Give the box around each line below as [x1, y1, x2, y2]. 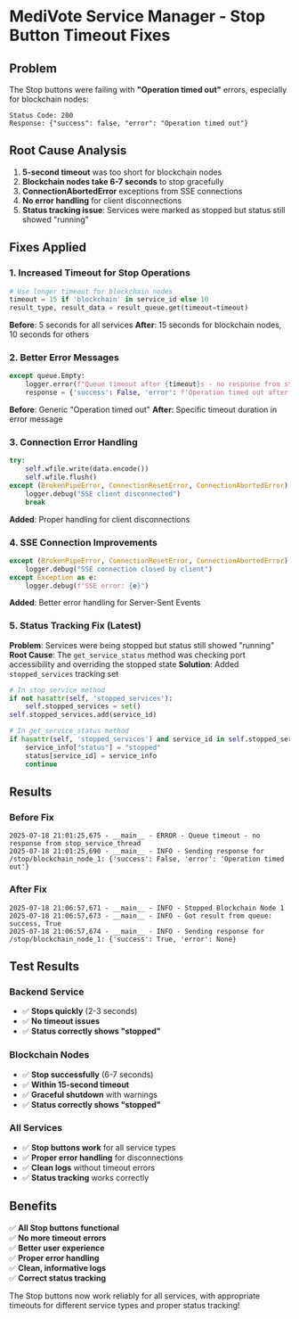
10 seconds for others [9, 329, 90, 340]
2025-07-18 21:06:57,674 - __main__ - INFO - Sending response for [9, 927, 265, 936]
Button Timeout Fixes [9, 25, 171, 45]
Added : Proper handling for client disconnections [9, 514, 190, 524]
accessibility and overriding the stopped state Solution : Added [9, 658, 239, 670]
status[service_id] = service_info [25, 751, 158, 760]
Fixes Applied [9, 240, 87, 255]
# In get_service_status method [9, 727, 129, 736]
